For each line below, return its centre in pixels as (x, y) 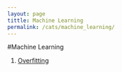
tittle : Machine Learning (45, 20)
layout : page (26, 14)
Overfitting (33, 61)
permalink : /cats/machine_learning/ (61, 27)
